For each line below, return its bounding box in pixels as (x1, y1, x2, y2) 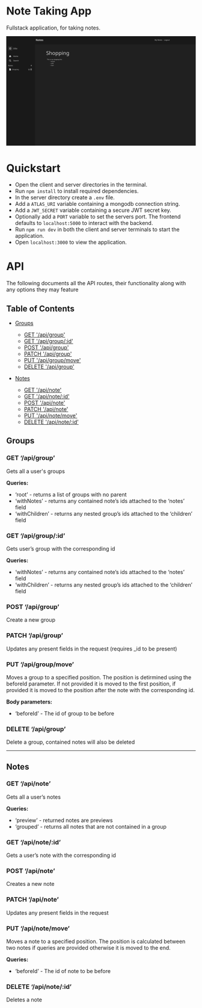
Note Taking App (6, 4, 92, 18)
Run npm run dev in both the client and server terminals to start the (14, 226, 180, 233)
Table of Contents (6, 303, 75, 314)
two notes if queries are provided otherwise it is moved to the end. (6, 944, 171, 951)
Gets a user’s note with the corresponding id (6, 852, 116, 859)
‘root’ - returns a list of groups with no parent (14, 490, 127, 498)
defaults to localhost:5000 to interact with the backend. (14, 220, 153, 227)
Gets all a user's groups (6, 468, 65, 475)
